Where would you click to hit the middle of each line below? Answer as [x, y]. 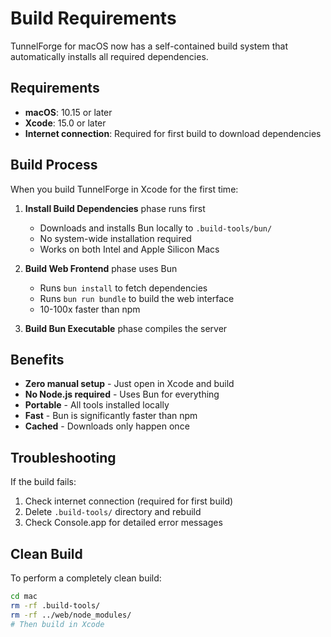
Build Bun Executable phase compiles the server [126, 328]
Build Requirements [93, 18]
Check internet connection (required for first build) [129, 501]
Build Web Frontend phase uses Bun [101, 268]
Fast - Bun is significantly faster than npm [111, 416]
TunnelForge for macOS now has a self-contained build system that [149, 46]
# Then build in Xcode [57, 624]
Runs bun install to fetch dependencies [123, 288]
